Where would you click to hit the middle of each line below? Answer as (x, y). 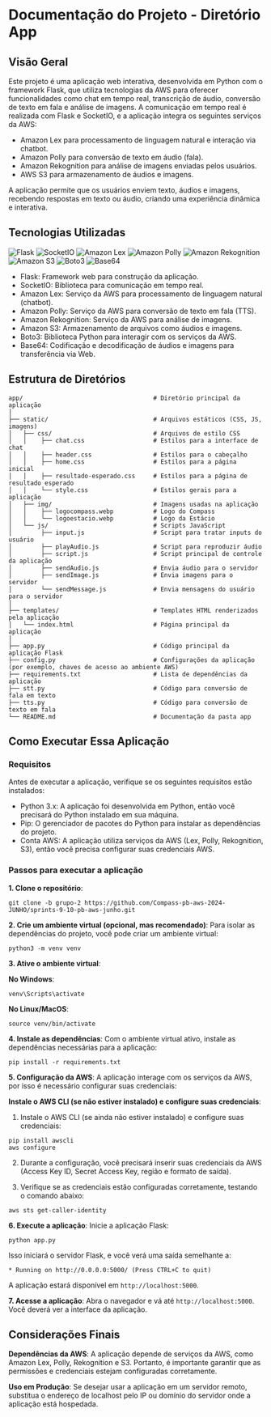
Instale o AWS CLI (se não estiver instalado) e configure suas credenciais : (135, 1101)
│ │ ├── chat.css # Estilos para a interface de (133, 440)
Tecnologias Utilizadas (67, 233)
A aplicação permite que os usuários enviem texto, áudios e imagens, (124, 190)
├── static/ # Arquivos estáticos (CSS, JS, (135, 419)
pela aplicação (34, 617)
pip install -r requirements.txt (65, 1062)
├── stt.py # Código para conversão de (128, 688)
